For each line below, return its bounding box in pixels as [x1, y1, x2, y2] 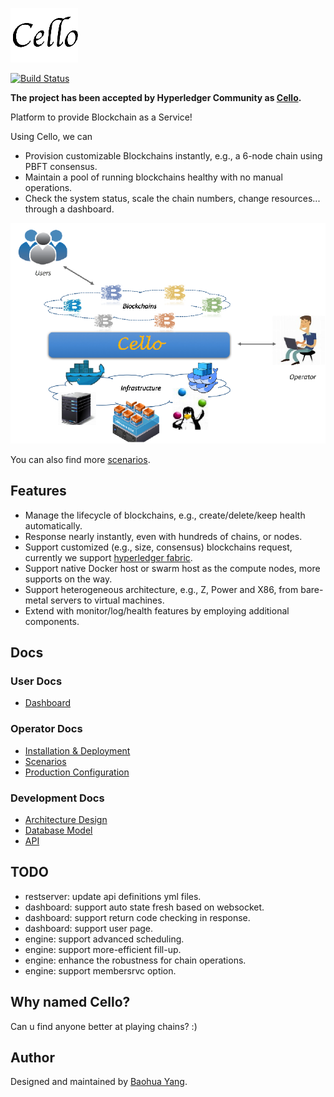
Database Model [24, 824, 93, 837]
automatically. [24, 519, 83, 532]
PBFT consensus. [24, 161, 98, 172]
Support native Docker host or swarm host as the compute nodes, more [24, 562, 321, 574]
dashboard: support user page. [24, 922, 154, 934]
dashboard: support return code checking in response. [24, 911, 251, 923]
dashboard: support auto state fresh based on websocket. [24, 901, 265, 913]
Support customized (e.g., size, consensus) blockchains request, [24, 541, 293, 553]
